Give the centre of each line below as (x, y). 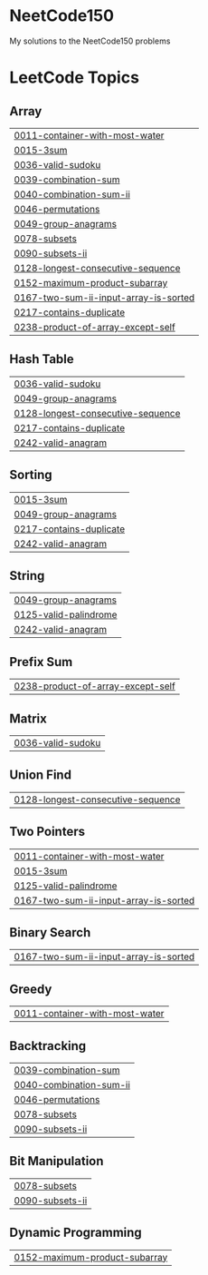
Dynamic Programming (76, 1233)
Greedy (31, 989)
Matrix (28, 718)
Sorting (31, 475)
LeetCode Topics (75, 78)
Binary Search (50, 932)
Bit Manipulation (57, 1161)
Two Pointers (47, 832)
